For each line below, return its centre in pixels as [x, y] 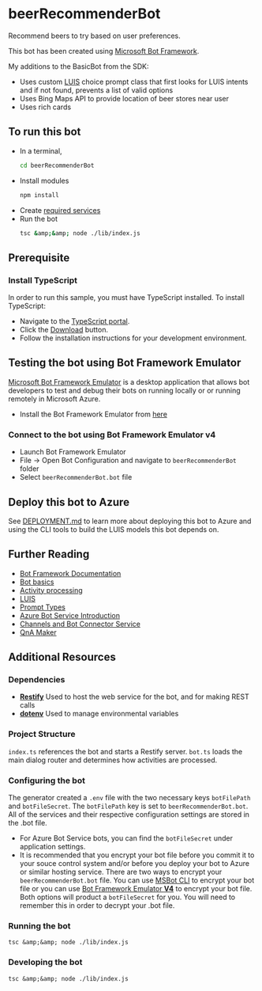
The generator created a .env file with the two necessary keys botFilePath [129, 798]
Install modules [44, 180]
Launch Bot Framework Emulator [73, 452]
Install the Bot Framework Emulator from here [94, 414]
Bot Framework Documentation [70, 573]
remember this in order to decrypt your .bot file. [97, 906]
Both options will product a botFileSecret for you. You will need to [127, 897]
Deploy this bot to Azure [69, 502]
